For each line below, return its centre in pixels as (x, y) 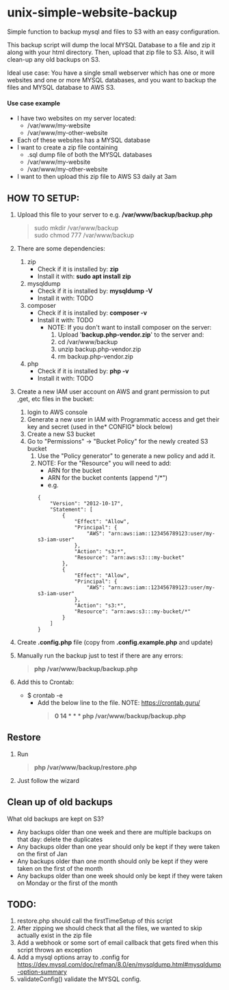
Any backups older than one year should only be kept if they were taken (118, 846)
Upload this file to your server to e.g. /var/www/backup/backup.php (115, 215)
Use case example (33, 103)
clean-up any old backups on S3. (54, 59)
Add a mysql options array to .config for (73, 957)
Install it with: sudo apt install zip (84, 276)
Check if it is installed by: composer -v (92, 313)
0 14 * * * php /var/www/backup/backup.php (120, 716)
